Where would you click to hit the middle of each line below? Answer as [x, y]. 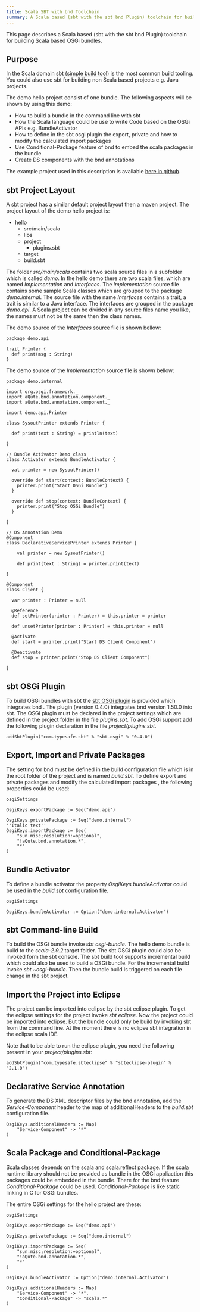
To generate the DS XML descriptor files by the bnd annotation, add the [94, 1101]
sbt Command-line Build [52, 930]
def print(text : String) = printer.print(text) [78, 564]
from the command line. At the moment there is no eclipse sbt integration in [99, 1028]
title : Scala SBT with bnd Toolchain [53, 12]
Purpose [22, 59]
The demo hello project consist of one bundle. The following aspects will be [99, 98]
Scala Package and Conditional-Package [83, 1153]
